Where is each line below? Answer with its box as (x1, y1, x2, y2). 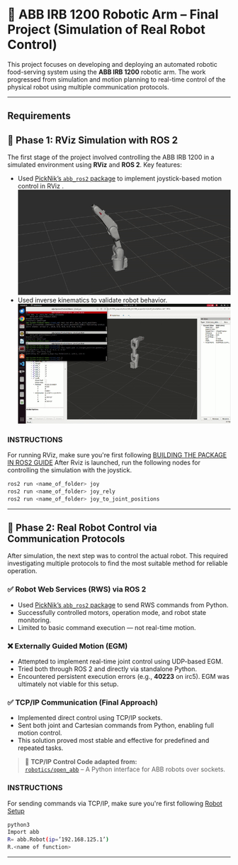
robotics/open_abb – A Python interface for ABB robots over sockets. (24, 765, 225, 773)
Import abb (7, 829, 40, 836)
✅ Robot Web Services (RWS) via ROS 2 (7, 584, 147, 594)
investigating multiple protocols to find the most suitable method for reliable (7, 559, 228, 567)
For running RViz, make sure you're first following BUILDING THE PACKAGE (7, 450, 227, 459)
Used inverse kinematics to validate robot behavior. (17, 295, 168, 304)
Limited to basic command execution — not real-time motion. (17, 623, 196, 631)
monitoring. (17, 616, 52, 624)
